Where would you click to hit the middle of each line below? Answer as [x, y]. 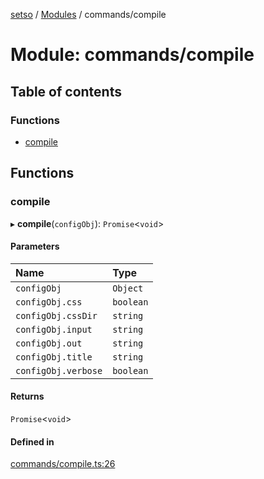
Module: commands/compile [132, 55]
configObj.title [54, 357]
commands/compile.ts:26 [63, 464]
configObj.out [49, 343]
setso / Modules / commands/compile [88, 14]
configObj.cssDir [56, 315]
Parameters [35, 246]
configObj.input [54, 329]
